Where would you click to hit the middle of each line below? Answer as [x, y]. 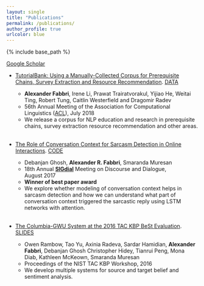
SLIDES [24, 232]
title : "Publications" [35, 18]
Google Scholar [26, 64]
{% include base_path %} [38, 52]
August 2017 [40, 176]
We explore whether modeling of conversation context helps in [103, 189]
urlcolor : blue [26, 35]
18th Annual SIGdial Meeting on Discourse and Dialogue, [95, 169]
